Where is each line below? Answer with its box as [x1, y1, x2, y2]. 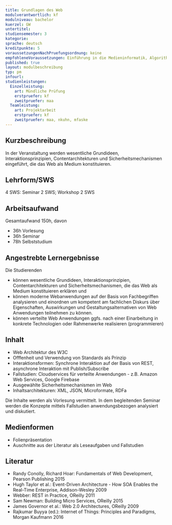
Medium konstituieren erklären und [12, 288, 87, 294]
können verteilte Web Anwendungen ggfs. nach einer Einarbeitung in [12, 315, 159, 321]
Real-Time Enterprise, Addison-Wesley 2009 [12, 487, 107, 493]
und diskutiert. [5, 408, 36, 414]
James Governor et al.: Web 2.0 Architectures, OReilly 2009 [12, 503, 139, 510]
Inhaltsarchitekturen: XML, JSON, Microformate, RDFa [12, 387, 127, 393]
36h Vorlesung [12, 228, 45, 234]
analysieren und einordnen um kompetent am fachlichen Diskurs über [12, 299, 160, 305]
